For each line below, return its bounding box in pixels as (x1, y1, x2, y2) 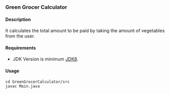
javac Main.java (5, 83, 40, 89)
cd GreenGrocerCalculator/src (5, 79, 70, 84)
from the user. (5, 33, 35, 39)
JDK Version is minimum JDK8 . (12, 56, 78, 62)
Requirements (5, 44, 36, 51)
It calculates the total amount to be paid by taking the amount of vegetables (5, 28, 165, 34)
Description (5, 16, 31, 22)
